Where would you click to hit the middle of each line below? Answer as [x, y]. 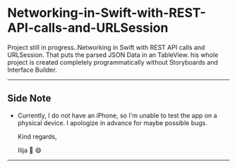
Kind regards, [37, 136]
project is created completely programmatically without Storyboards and [113, 62]
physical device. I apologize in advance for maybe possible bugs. [113, 123]
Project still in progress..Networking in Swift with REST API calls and [106, 47]
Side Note [29, 99]
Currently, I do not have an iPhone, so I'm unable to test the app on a [117, 115]
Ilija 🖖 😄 [30, 150]
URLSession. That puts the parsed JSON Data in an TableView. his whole [113, 55]
